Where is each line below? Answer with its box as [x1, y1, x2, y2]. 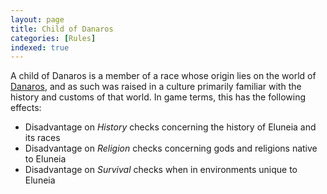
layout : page [10, 14, 65, 25]
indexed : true [10, 42, 70, 53]
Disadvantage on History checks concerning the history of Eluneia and [24, 121, 317, 133]
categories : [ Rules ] [10, 33, 97, 43]
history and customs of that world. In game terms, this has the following [10, 91, 306, 103]
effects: [10, 102, 42, 114]
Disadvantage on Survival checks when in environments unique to [24, 164, 298, 176]
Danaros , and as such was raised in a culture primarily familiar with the [10, 81, 302, 93]
